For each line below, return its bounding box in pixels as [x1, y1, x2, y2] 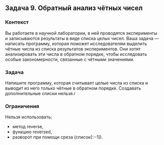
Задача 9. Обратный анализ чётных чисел [5, 4, 143, 12]
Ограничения [5, 102, 40, 109]
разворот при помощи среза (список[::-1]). [12, 134, 103, 140]
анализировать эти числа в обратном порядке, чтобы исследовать [5, 51, 147, 57]
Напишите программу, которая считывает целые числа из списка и [5, 80, 148, 86]
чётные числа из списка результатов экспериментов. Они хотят [5, 46, 141, 51]
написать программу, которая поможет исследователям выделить [5, 41, 147, 47]
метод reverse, [12, 124, 43, 130]
